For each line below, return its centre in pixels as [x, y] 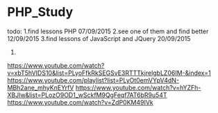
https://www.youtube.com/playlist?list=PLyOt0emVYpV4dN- [93, 80]
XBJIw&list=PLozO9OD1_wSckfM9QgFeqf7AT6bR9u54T [87, 95]
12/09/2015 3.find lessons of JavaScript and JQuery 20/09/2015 [99, 38]
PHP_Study [40, 12]
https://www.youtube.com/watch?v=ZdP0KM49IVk [81, 102]
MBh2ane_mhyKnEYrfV [41, 87]
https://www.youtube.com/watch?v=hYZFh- [138, 87]
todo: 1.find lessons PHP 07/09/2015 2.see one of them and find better [108, 31]
